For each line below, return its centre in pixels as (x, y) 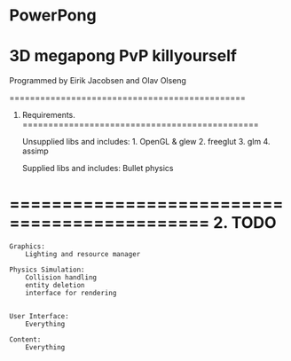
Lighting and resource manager (83, 255)
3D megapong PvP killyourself (123, 56)
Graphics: (28, 247)
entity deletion (55, 286)
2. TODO (244, 223)
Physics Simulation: (47, 270)
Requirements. (48, 115)
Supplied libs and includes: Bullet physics (98, 169)
